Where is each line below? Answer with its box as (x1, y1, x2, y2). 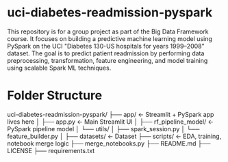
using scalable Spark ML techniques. (7, 64, 112, 72)
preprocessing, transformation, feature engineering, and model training (7, 56, 208, 64)
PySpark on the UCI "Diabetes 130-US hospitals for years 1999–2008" (7, 42, 205, 50)
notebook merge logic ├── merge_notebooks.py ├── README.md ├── (7, 139, 211, 148)
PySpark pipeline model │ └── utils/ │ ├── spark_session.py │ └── (7, 124, 200, 133)
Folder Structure (7, 87, 103, 103)
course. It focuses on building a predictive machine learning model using (7, 34, 212, 42)
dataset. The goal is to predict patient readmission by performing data (7, 49, 205, 57)
